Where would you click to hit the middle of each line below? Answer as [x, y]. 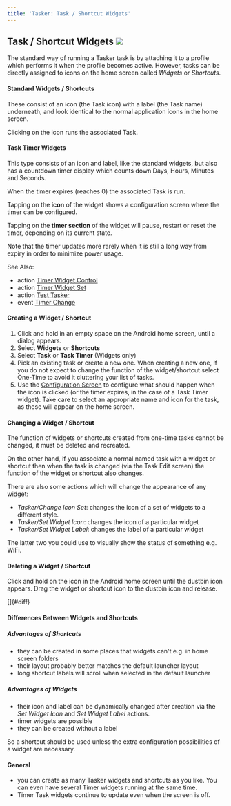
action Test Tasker [43, 295]
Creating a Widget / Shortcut [49, 318]
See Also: [21, 267]
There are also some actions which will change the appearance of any [107, 487]
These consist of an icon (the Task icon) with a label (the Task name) [105, 104]
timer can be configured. [42, 212]
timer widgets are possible [55, 721]
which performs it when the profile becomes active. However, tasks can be [113, 66]
